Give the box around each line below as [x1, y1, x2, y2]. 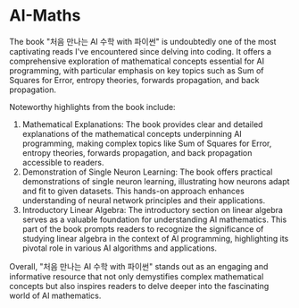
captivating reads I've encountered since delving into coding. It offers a [9, 46, 272, 56]
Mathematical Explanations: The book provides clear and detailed [21, 118, 263, 130]
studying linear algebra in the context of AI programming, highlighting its [21, 233, 289, 244]
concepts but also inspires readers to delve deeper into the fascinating [9, 280, 270, 291]
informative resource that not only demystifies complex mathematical [9, 270, 264, 282]
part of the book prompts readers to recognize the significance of [21, 223, 264, 234]
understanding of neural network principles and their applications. [21, 194, 266, 206]
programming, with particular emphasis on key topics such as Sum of [9, 64, 265, 76]
